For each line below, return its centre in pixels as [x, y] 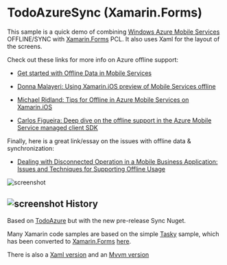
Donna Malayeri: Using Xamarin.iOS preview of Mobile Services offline [116, 86]
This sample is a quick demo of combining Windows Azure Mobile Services [113, 32]
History [82, 204]
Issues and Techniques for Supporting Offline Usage [91, 169]
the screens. [25, 46]
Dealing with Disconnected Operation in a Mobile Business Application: [117, 161]
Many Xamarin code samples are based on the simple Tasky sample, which [113, 234]
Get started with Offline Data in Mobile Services [84, 73]
